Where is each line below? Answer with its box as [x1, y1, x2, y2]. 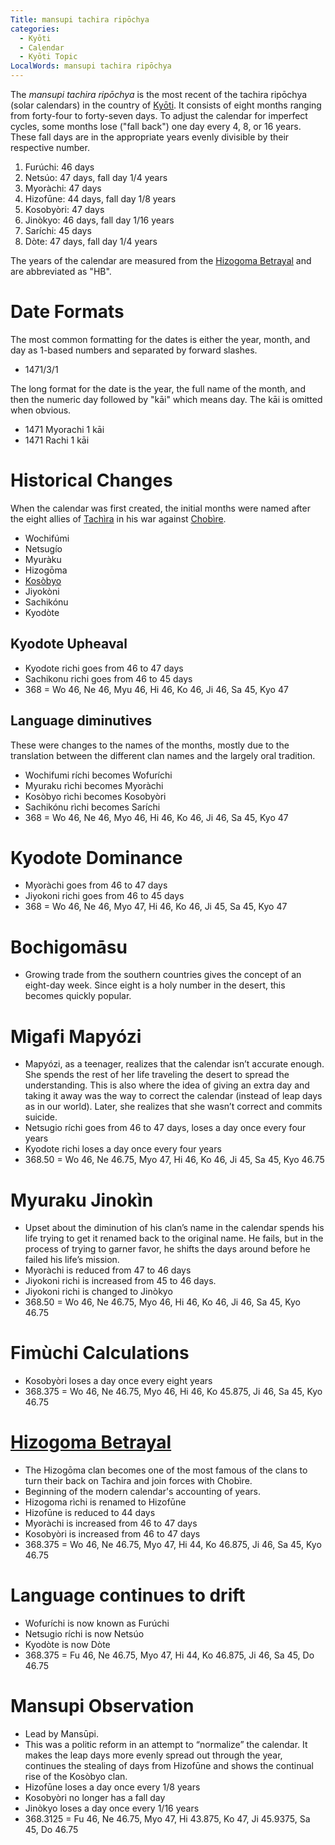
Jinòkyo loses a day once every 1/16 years [24, 1802, 200, 1814]
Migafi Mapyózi [10, 1025, 142, 1048]
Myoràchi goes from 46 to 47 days [24, 879, 168, 891]
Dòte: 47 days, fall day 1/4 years [24, 236, 158, 247]
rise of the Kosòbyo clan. [24, 1771, 128, 1782]
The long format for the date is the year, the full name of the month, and [10, 382, 306, 395]
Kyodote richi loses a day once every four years [24, 1143, 222, 1155]
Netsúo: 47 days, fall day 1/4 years [24, 172, 168, 183]
